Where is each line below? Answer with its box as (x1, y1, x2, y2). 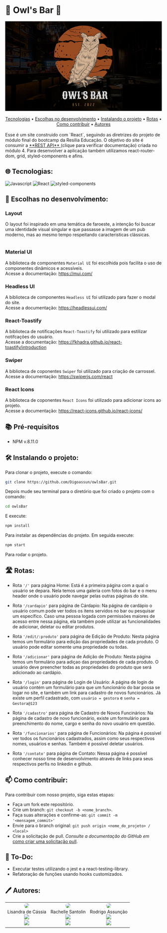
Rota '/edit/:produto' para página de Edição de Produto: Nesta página (12, 633, 160, 639)
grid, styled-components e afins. (16, 153, 84, 159)
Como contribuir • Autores (56, 121, 111, 127)
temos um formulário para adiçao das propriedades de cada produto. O (12, 659, 159, 665)
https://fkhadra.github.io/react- (58, 339, 123, 345)
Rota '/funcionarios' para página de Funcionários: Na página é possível (12, 730, 162, 736)
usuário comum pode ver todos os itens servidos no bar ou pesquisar (12, 607, 155, 614)
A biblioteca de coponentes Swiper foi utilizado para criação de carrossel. (5, 368, 156, 374)
